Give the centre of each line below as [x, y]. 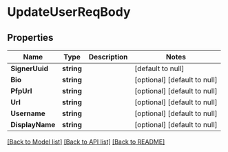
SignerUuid [30, 68]
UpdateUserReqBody [69, 12]
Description [108, 57]
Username [28, 113]
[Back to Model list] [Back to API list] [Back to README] [86, 142]
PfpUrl [21, 91]
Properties [30, 38]
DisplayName [33, 125]
